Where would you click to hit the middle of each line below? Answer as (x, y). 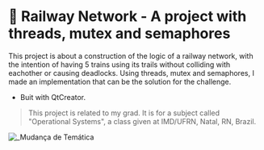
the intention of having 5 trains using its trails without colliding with (119, 65)
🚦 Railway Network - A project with (128, 17)
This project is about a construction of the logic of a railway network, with (131, 56)
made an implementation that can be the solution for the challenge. (120, 81)
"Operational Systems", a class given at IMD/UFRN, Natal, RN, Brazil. (142, 121)
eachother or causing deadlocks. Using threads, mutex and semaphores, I (131, 73)
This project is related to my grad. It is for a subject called (124, 113)
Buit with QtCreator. (53, 97)
